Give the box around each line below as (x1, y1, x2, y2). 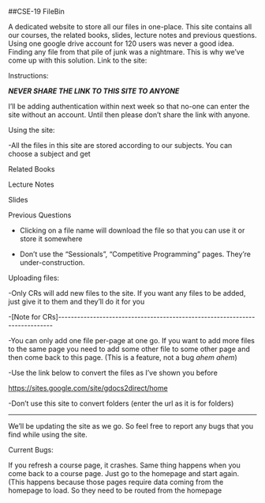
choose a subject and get (8, 149, 91, 158)
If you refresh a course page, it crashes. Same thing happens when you (8, 460, 241, 470)
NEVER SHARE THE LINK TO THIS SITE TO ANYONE (8, 86, 180, 96)
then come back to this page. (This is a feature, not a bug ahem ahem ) (8, 353, 238, 362)
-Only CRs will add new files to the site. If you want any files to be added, (8, 289, 246, 297)
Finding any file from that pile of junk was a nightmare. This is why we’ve (8, 47, 244, 56)
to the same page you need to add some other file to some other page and (8, 344, 250, 354)
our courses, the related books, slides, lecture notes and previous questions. (8, 31, 257, 40)
